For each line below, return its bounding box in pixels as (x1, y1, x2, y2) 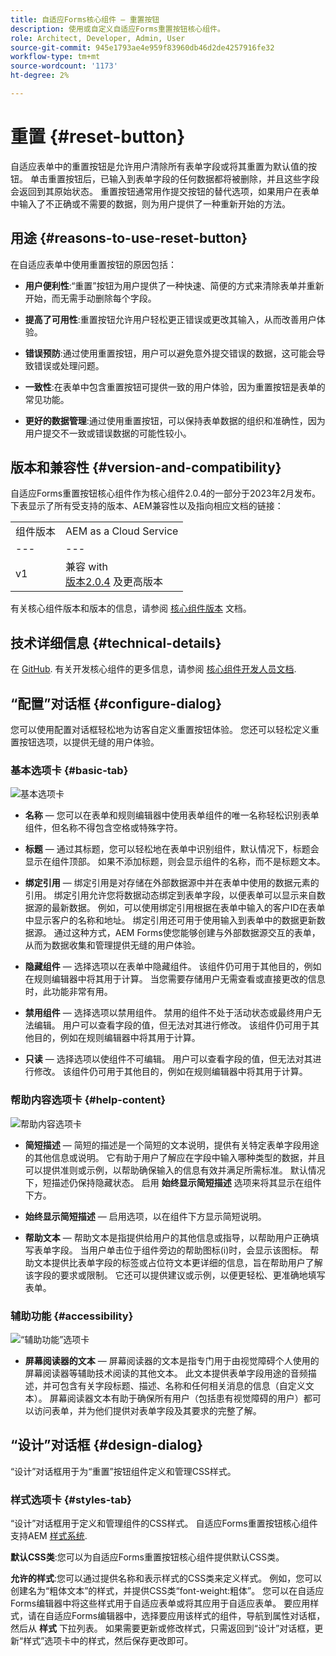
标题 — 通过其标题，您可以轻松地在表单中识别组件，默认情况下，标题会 (24, 843, 320, 855)
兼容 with (65, 560, 108, 574)
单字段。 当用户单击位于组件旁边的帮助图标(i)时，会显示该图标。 (42, 1244, 308, 1256)
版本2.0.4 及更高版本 (65, 575, 164, 589)
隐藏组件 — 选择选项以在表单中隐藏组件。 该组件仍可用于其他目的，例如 (24, 961, 322, 973)
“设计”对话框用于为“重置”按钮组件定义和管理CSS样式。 (10, 1465, 237, 1477)
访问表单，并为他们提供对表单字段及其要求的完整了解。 (33, 1404, 262, 1416)
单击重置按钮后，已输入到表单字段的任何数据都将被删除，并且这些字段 (29, 172, 320, 185)
